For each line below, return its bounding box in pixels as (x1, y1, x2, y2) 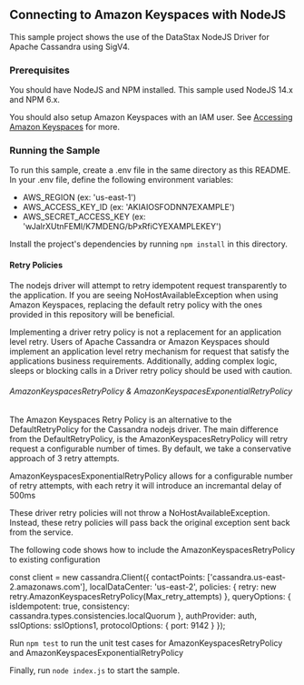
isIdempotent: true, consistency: (9, 600, 130, 611)
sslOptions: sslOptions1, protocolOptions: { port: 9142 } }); (9, 620, 226, 630)
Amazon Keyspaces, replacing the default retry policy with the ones (9, 299, 263, 310)
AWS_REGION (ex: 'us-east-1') (22, 192, 137, 203)
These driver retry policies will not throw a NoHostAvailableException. (9, 507, 270, 518)
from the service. (9, 527, 74, 538)
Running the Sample (9, 145, 101, 157)
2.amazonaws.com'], (9, 581, 88, 592)
